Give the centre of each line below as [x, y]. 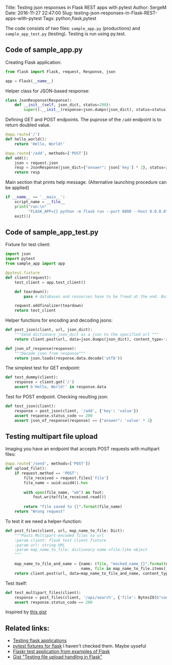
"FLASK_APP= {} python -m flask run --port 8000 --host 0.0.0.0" [98, 211]
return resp [27, 172]
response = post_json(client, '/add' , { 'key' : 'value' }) [77, 411]
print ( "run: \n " [31, 207]
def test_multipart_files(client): [43, 593]
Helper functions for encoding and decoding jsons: [59, 320]
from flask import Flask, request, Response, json [60, 71]
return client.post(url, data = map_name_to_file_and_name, [78, 573]
